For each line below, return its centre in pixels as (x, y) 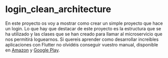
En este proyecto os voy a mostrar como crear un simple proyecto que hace (84, 23)
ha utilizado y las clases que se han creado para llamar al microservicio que (84, 34)
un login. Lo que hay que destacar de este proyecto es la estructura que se (83, 28)
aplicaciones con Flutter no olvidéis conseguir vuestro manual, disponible (82, 44)
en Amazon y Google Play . (33, 50)
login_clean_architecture (58, 9)
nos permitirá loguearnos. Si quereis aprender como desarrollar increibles (82, 39)
